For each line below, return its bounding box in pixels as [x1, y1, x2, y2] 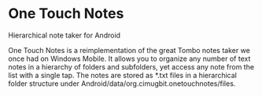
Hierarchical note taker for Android [8, 30, 120, 40]
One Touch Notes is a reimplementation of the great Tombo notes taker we [8, 45, 250, 55]
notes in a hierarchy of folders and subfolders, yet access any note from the [8, 62, 254, 71]
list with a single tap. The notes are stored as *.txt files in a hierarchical [8, 70, 238, 80]
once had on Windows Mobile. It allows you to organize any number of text [8, 54, 251, 63]
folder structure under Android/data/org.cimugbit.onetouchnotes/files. [8, 79, 236, 88]
